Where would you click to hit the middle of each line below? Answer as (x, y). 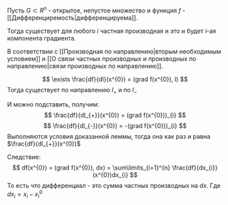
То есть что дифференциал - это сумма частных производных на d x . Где (114, 186)
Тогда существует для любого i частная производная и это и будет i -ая (112, 31)
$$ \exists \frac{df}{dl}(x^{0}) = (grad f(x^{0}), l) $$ (115, 79)
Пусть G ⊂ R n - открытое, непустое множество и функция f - (97, 10)
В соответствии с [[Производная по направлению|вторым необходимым (114, 51)
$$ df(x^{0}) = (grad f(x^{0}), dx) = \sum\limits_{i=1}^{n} (92, 168)
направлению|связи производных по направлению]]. (85, 66)
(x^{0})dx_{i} (110, 175)
